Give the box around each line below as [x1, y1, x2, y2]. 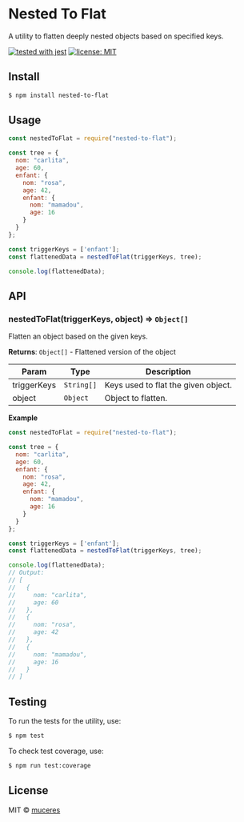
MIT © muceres [8, 805, 61, 815]
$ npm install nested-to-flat [8, 91, 110, 99]
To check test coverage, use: [8, 746, 104, 756]
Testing [8, 695, 47, 708]
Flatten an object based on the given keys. [8, 331, 148, 341]
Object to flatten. [104, 393, 168, 404]
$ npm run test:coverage [8, 761, 91, 769]
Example [8, 413, 38, 423]
